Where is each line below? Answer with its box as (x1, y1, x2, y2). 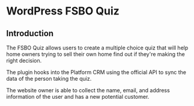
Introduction (6, 28, 54, 39)
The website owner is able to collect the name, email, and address (6, 87, 170, 94)
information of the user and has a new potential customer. (6, 93, 150, 100)
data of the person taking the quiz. (6, 75, 92, 82)
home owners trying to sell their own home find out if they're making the (6, 51, 185, 58)
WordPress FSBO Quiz (6, 4, 120, 18)
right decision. (6, 57, 42, 64)
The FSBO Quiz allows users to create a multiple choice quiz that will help (6, 44, 189, 51)
